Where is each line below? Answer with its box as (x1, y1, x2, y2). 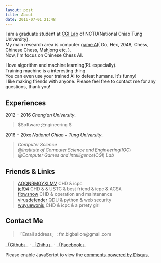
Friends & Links (5, 167, 55, 176)
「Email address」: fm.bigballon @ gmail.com (17, 231, 111, 237)
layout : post (5, 7, 33, 13)
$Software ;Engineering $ (17, 122, 72, 128)
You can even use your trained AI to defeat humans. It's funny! (5, 73, 137, 79)
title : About (5, 12, 33, 17)
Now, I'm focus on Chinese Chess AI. (5, 52, 83, 58)
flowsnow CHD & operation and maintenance (17, 191, 113, 197)
